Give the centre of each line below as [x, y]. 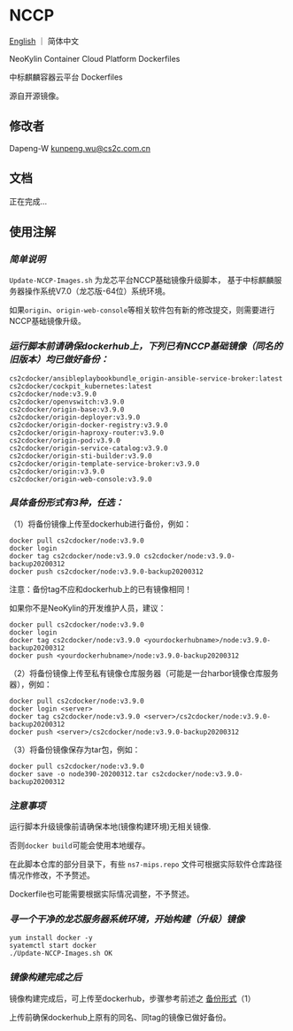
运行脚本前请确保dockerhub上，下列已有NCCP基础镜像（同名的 [146, 346]
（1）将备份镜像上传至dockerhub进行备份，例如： [100, 524]
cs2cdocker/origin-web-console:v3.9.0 [81, 479]
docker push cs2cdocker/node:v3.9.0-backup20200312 [106, 572]
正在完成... [28, 201]
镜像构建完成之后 [46, 977]
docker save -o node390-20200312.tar [79, 774]
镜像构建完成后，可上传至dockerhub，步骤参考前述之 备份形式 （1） [132, 998]
